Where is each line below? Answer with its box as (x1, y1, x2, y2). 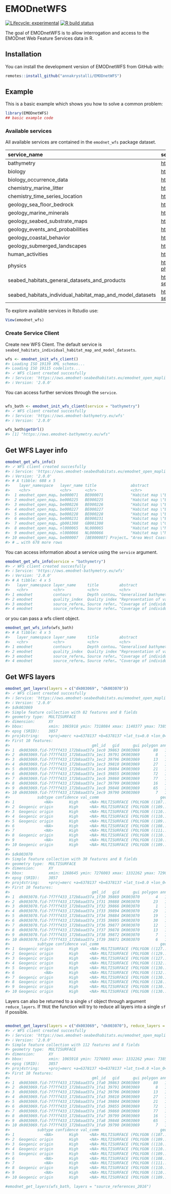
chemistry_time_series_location (8, 193, 82, 200)
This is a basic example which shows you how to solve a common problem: (5, 101, 163, 107)
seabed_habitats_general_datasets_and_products (8, 277, 126, 284)
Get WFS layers (5, 673, 55, 681)
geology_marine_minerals (8, 209, 69, 216)
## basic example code (5, 116, 53, 121)
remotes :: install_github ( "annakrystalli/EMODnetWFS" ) (5, 73, 122, 78)
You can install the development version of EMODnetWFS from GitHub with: (5, 63, 164, 69)
